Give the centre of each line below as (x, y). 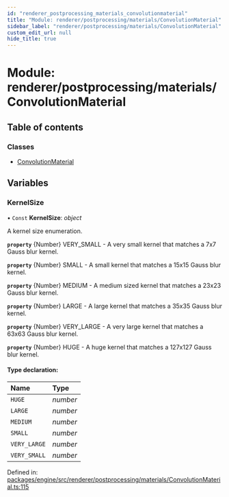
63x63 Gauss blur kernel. (43, 334)
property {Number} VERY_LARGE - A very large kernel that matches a (105, 326)
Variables (28, 183)
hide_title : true (32, 39)
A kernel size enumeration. (45, 231)
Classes (21, 147)
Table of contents (45, 127)
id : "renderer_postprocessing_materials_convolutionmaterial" (97, 13)
